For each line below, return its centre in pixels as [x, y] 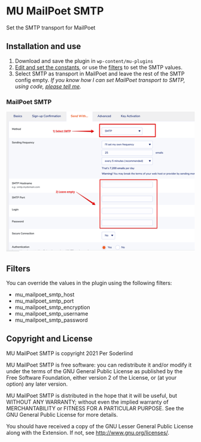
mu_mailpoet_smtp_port [44, 301]
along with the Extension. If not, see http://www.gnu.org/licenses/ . [88, 432]
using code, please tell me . [48, 86]
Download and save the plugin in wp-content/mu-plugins [84, 60]
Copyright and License [49, 339]
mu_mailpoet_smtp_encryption [52, 307]
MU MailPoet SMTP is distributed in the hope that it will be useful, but [92, 395]
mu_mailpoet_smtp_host [45, 294]
